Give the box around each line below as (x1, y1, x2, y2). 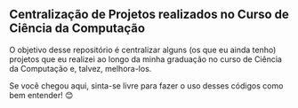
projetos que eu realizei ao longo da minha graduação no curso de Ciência (9, 53, 283, 65)
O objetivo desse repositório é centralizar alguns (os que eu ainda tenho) (9, 44, 277, 55)
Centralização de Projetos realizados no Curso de (9, 7, 289, 22)
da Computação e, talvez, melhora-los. (9, 63, 152, 73)
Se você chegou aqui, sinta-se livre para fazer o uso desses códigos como (9, 80, 284, 91)
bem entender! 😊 (9, 89, 74, 100)
